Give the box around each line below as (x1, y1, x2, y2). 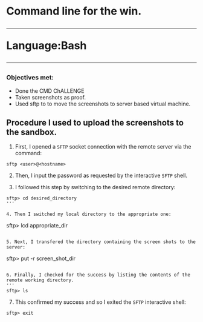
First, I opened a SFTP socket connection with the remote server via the (14, 143, 192, 150)
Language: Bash (6, 39, 87, 53)
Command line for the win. (6, 4, 142, 18)
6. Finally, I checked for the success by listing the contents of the (6, 272, 190, 278)
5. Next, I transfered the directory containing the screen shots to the (6, 239, 196, 245)
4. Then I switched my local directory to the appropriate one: (6, 211, 172, 218)
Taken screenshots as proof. (14, 93, 86, 101)
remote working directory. (6, 277, 74, 283)
